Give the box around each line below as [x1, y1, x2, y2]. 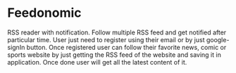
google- [206, 35, 230, 44]
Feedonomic [7, 5, 82, 21]
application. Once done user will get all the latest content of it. [7, 58, 187, 66]
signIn [7, 43, 25, 51]
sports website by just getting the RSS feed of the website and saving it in [7, 51, 222, 59]
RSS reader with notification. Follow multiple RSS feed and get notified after [7, 28, 227, 36]
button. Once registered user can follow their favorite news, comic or [26, 43, 227, 51]
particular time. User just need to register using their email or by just [7, 35, 205, 44]
